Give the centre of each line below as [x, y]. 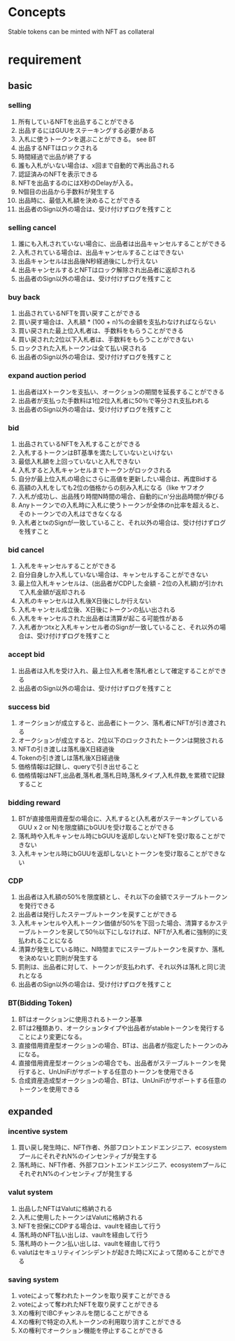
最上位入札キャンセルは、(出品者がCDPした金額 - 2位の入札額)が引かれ [121, 583]
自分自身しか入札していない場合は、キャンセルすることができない [113, 575]
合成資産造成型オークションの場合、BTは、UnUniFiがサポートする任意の [122, 1080]
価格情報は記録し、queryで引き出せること [79, 766]
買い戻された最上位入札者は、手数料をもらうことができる [101, 331]
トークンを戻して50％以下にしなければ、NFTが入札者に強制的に [129, 932]
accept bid [26, 655]
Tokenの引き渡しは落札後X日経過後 [69, 758]
